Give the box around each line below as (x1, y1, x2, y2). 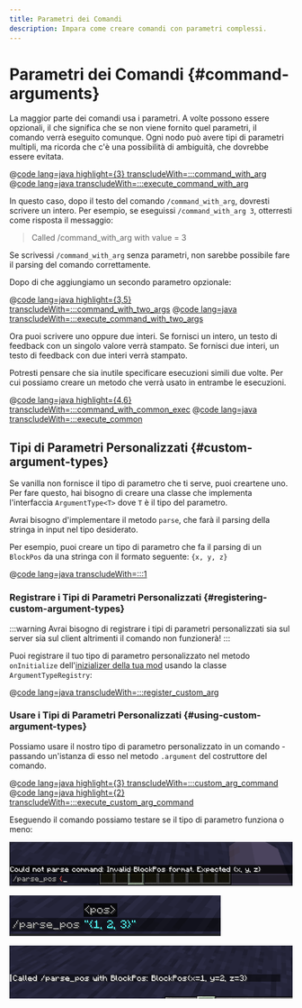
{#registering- (203, 591, 268, 604)
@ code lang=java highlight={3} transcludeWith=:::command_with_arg (9, 169, 267, 179)
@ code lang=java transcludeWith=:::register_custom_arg (9, 686, 219, 698)
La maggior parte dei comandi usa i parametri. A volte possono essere (9, 113, 270, 124)
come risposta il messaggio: (9, 215, 114, 225)
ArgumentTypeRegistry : (9, 669, 93, 680)
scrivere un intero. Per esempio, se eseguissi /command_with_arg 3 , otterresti (9, 206, 292, 216)
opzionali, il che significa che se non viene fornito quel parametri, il (9, 123, 258, 133)
